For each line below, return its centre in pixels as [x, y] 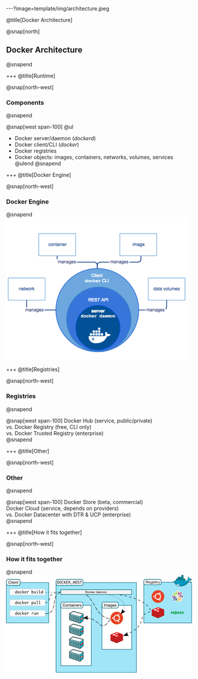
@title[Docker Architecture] [39, 20]
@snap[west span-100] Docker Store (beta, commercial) [75, 502]
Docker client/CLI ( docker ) [47, 145]
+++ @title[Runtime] [31, 76]
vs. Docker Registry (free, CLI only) [49, 427]
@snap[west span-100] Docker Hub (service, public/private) [79, 421]
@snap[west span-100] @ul [40, 127]
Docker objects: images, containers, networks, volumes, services [94, 157]
